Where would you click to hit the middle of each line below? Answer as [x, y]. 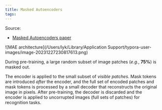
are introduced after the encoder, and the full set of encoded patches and [80, 82]
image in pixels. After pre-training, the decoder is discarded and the [74, 92]
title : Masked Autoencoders [34, 10]
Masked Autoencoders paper [42, 38]
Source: [13, 28]
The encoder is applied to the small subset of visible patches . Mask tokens [81, 76]
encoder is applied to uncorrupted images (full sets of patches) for [72, 97]
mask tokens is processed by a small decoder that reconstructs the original [81, 87]
